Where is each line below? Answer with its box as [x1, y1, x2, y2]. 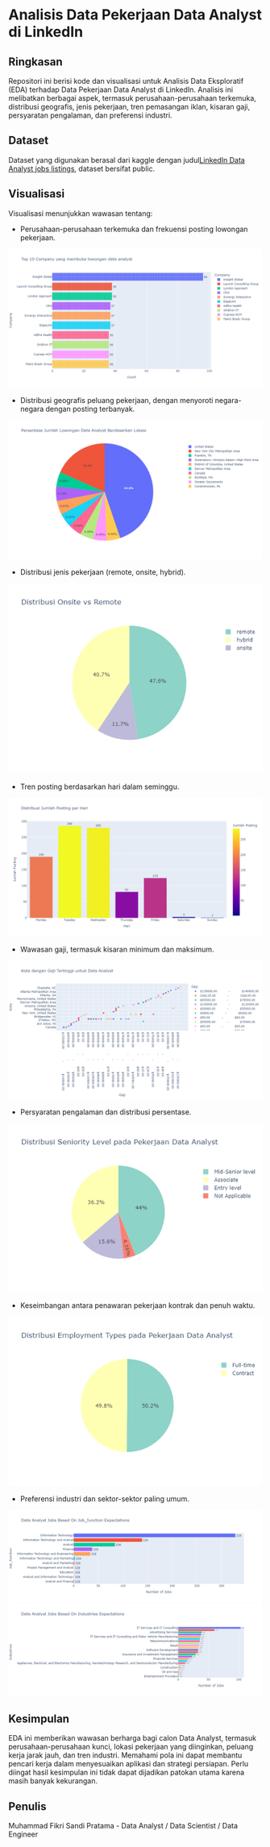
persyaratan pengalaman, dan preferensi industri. [8, 110, 172, 120]
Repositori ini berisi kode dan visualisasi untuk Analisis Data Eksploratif [8, 77, 244, 85]
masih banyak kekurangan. [8, 1776, 98, 1786]
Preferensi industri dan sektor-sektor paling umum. [19, 1494, 189, 1504]
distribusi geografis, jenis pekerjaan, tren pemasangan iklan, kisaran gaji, [8, 102, 251, 111]
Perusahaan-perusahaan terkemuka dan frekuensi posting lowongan [19, 224, 248, 234]
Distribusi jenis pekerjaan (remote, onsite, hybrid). [19, 567, 186, 577]
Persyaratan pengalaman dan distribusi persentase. [19, 1107, 192, 1117]
